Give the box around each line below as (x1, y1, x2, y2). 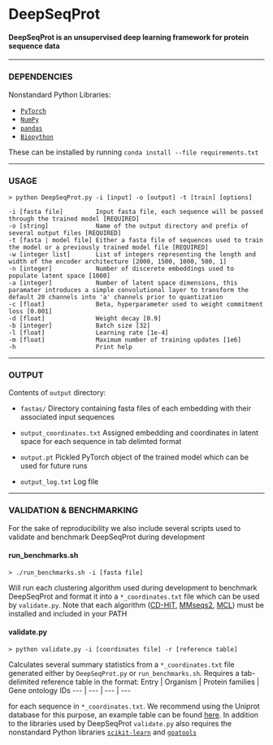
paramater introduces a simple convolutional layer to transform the (8, 285, 249, 294)
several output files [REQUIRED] (8, 229, 122, 237)
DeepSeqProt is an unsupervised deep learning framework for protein (8, 32, 249, 41)
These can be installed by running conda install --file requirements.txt (8, 147, 259, 157)
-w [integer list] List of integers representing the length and (8, 250, 256, 259)
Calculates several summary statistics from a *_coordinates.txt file (8, 660, 235, 669)
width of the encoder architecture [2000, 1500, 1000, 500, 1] (8, 257, 227, 265)
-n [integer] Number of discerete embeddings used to (8, 264, 234, 272)
